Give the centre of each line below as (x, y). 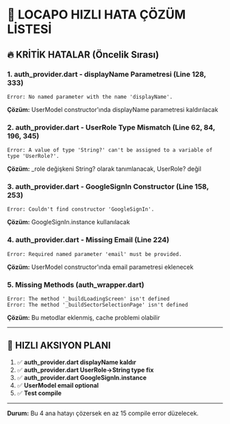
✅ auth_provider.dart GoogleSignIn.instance (82, 377)
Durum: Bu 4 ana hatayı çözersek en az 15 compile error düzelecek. (103, 413)
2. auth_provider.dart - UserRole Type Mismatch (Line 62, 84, (111, 127)
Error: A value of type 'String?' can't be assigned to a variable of (110, 150)
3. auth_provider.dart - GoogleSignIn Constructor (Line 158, (108, 187)
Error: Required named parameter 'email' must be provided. (95, 254)
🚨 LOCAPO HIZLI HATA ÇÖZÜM (97, 15)
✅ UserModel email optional (58, 385)
